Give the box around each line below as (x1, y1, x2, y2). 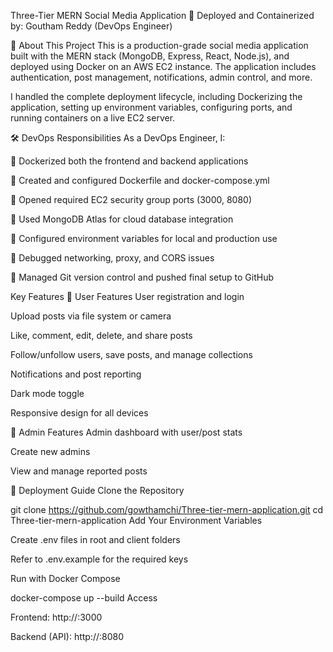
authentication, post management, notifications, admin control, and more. (10, 71, 313, 83)
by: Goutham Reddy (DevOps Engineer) (10, 20, 173, 32)
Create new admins (10, 446, 91, 457)
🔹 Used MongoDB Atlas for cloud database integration (10, 213, 234, 225)
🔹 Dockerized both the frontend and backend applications (10, 155, 249, 167)
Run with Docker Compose (10, 573, 121, 584)
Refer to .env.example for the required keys (10, 553, 189, 565)
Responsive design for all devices (10, 407, 149, 419)
